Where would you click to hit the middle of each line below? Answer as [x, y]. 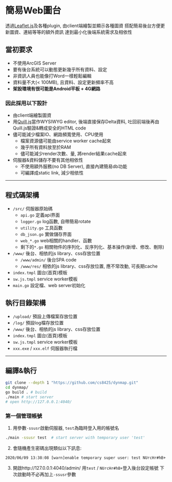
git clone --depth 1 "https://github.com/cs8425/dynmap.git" [72, 383]
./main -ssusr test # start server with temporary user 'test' [75, 438]
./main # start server [29, 397]
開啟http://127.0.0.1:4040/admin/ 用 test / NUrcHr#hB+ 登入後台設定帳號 [85, 468]
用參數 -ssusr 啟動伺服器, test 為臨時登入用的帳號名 [66, 428]
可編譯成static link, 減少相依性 [52, 173]
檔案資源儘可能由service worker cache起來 [66, 141]
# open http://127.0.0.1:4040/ [39, 402]
